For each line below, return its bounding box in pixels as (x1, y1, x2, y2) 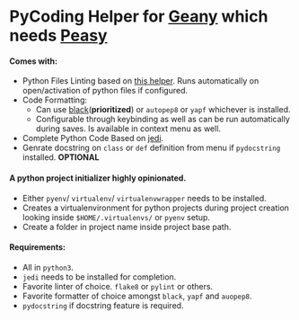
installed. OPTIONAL (22, 152, 100, 163)
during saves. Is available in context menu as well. (35, 123, 222, 134)
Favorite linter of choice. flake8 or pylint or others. (22, 280, 214, 291)
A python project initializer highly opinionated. (9, 173, 187, 183)
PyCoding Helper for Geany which (9, 6, 268, 27)
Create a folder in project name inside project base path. (22, 221, 232, 232)
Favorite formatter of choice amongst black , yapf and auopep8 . (22, 290, 253, 301)
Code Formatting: (22, 94, 88, 105)
